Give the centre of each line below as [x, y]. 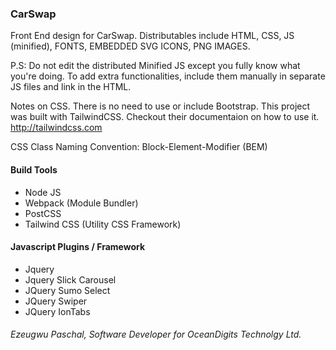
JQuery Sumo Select [67, 290]
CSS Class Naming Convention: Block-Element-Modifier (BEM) [139, 147]
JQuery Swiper [56, 301]
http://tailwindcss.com [56, 128]
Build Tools [34, 169]
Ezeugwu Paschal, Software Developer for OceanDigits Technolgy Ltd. [156, 334]
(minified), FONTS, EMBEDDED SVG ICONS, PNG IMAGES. [130, 46]
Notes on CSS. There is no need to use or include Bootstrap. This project [160, 106]
